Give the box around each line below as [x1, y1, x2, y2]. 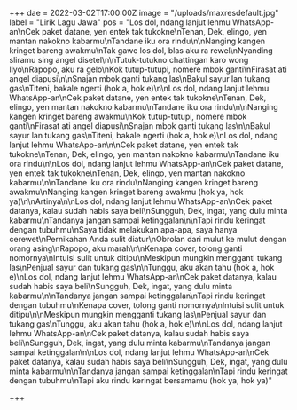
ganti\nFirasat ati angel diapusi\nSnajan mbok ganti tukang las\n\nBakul [9, 121, 270, 131]
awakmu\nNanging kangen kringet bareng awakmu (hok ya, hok [9, 186, 244, 197]
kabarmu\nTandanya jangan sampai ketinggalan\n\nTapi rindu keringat [9, 215, 266, 225]
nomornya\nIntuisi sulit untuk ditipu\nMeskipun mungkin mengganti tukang [9, 253, 283, 263]
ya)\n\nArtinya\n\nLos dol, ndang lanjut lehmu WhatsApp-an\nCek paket [9, 196, 273, 207]
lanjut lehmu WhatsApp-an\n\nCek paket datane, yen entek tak [9, 139, 239, 150]
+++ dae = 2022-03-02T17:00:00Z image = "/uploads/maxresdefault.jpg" [9, 8, 279, 18]
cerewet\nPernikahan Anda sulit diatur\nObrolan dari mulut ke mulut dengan [9, 234, 287, 244]
